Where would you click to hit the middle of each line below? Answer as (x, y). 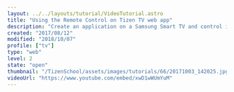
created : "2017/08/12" (40, 33)
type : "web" (24, 53)
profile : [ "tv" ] (31, 46)
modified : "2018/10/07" (42, 39)
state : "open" (28, 65)
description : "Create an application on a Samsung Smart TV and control (115, 26)
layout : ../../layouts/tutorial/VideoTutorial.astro (85, 13)
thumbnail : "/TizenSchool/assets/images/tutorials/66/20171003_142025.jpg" (119, 71)
